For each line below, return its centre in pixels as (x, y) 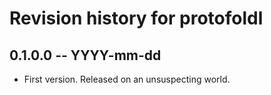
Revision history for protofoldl (136, 18)
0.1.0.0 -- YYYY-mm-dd (85, 55)
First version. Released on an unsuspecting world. (127, 79)
